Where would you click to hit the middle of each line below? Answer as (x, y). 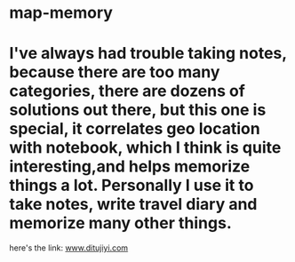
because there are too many (115, 72)
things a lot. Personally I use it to (132, 186)
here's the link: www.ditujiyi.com (69, 248)
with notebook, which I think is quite (145, 148)
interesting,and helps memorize (130, 167)
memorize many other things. (121, 223)
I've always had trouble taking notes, (148, 54)
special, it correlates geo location (135, 129)
